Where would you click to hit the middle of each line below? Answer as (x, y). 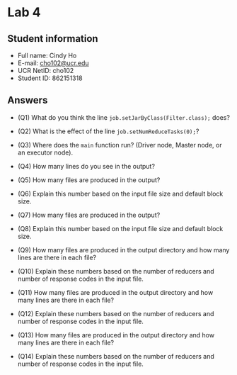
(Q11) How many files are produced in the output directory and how (115, 292)
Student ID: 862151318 (50, 78)
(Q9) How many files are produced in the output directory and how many (123, 250)
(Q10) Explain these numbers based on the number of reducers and (116, 271)
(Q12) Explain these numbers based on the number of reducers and (116, 313)
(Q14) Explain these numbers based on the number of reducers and (116, 356)
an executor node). (45, 152)
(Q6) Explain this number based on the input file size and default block (120, 194)
